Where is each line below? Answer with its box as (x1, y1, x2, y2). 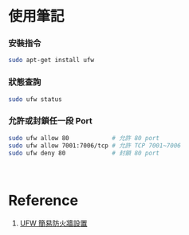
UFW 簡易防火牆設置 (19, 218, 88, 228)
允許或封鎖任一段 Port (8, 116, 93, 127)
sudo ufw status (8, 95, 62, 104)
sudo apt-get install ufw (8, 57, 94, 65)
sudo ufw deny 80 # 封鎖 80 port (8, 149, 159, 157)
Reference (8, 191, 78, 210)
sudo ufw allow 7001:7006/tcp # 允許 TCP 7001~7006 (8, 141, 181, 150)
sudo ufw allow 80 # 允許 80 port (8, 134, 159, 142)
